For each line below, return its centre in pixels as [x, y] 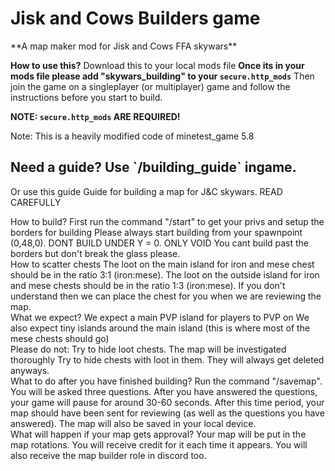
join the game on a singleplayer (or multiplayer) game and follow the [150, 86]
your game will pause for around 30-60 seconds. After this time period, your [167, 402]
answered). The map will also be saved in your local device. [133, 423]
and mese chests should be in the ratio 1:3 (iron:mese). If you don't [148, 285]
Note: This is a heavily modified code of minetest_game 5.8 [132, 136]
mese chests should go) [60, 338]
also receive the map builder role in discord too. [108, 455]
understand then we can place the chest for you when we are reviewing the [166, 296]
